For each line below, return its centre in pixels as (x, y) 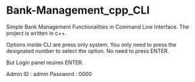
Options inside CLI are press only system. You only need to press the (91, 45)
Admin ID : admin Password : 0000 (49, 74)
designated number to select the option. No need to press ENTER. (88, 51)
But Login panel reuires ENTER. (45, 62)
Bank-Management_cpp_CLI (78, 10)
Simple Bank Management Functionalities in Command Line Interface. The (97, 27)
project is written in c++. (37, 33)
